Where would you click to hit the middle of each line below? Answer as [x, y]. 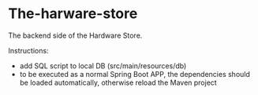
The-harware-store [73, 14]
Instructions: [28, 50]
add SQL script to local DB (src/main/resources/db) [103, 66]
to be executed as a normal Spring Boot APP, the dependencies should [135, 74]
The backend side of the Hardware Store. [75, 35]
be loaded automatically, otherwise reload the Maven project [118, 82]
